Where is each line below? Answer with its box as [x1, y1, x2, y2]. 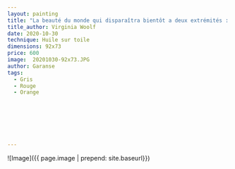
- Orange [13, 89, 40, 96]
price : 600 [7, 50, 40, 57]
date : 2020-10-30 [7, 30, 59, 37]
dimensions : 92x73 [7, 43, 61, 50]
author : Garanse [7, 63, 55, 70]
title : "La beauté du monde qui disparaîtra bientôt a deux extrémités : [7, 17, 229, 24]
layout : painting [7, 10, 59, 18]
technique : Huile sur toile [7, 37, 90, 44]
